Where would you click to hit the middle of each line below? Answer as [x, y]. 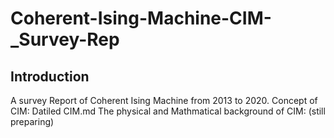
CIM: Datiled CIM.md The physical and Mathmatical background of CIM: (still [168, 111]
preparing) [32, 121]
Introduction [50, 76]
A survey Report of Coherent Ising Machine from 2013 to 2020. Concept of [164, 100]
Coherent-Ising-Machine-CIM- [141, 18]
